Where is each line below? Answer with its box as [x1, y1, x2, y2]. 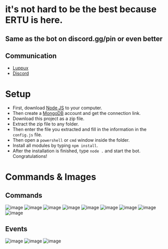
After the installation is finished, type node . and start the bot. [12, 148, 141, 154]
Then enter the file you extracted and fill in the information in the [12, 127, 147, 133]
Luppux [12, 65, 29, 71]
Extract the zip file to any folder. [12, 121, 79, 127]
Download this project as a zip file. [12, 115, 85, 122]
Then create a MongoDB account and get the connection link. [12, 110, 141, 116]
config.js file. [12, 132, 42, 138]
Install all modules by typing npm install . [12, 143, 98, 149]
